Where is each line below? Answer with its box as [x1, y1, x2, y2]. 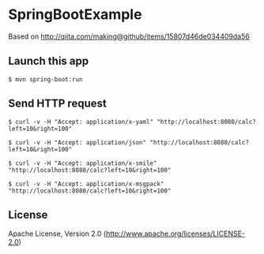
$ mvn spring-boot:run [8, 75, 83, 84]
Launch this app [8, 54, 89, 68]
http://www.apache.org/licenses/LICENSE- [105, 229, 246, 238]
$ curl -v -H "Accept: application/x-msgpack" [8, 180, 164, 188]
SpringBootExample [8, 6, 142, 24]
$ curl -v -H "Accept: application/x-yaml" [8, 118, 154, 125]
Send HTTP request [8, 97, 107, 110]
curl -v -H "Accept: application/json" [15, 138, 147, 147]
